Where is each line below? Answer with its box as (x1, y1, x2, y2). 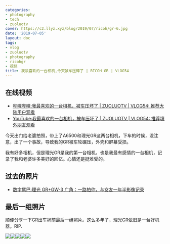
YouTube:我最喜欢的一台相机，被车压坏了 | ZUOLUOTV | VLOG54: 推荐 (12, 115, 160, 121)
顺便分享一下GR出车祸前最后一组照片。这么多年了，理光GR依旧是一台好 (5, 217, 155, 223)
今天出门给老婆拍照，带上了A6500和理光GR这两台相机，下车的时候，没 (5, 132, 154, 138)
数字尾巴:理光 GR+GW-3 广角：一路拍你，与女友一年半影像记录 (12, 186, 144, 192)
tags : (5, 40, 17, 45)
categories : (5, 7, 30, 13)
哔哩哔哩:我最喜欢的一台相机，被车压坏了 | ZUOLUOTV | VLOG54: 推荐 (12, 103, 160, 109)
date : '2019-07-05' (5, 31, 47, 36)
